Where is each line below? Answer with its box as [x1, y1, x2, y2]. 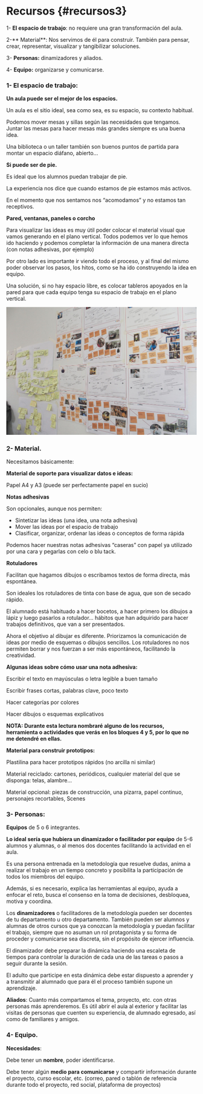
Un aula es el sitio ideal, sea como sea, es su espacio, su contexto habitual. [6, 107, 194, 114]
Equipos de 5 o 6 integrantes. [6, 824, 80, 831]
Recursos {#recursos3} [6, 4, 127, 18]
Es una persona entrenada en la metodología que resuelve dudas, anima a [6, 860, 191, 868]
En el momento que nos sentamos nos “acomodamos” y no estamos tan [6, 196, 186, 204]
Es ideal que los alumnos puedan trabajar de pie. [6, 173, 128, 180]
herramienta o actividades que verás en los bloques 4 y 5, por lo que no [6, 729, 189, 736]
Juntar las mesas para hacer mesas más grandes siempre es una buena [6, 125, 185, 132]
